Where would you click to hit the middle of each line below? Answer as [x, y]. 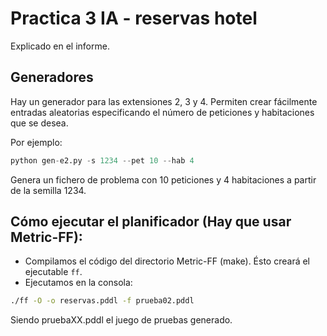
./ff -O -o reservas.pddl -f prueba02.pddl [102, 301]
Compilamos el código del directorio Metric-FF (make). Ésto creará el [167, 261]
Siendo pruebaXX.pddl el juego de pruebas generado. [121, 320]
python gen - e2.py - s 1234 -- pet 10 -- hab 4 [102, 160]
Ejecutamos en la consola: [78, 283]
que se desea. [39, 123]
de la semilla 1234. [48, 190]
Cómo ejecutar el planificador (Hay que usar [151, 222]
